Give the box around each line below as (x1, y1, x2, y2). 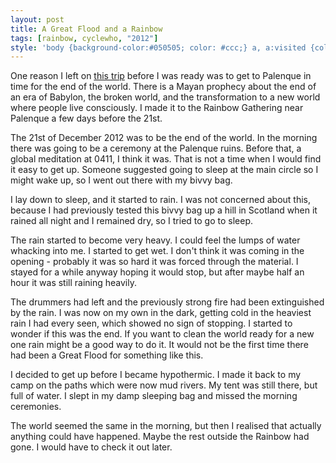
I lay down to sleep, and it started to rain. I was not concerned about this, (10, 194, 312, 206)
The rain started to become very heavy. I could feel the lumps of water (10, 234, 301, 246)
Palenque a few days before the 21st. (10, 112, 163, 125)
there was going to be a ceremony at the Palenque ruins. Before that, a (10, 142, 302, 155)
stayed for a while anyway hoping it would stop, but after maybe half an (10, 266, 305, 278)
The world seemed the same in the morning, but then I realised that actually (10, 420, 322, 432)
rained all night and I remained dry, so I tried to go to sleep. (10, 215, 254, 227)
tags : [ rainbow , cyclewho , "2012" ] (10, 33, 159, 43)
